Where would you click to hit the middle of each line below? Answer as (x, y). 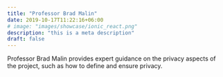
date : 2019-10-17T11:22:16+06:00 (55, 20)
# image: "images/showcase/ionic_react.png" (72, 26)
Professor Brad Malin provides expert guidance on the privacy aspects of (111, 58)
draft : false (26, 39)
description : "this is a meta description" (71, 33)
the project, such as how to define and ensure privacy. (85, 66)
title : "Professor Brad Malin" (52, 13)
